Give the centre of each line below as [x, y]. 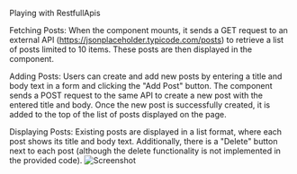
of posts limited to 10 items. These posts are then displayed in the [131, 49]
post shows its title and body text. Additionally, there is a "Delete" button [144, 141]
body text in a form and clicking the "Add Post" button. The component [141, 86]
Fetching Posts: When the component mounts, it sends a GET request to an [148, 30]
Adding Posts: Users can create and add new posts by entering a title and [146, 76]
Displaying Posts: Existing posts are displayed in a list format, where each [145, 132]
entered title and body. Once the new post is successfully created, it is [140, 105]
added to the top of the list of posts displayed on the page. [118, 114]
